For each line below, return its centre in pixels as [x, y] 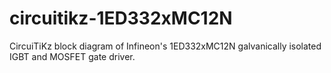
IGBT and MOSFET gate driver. [72, 56]
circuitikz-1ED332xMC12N [121, 18]
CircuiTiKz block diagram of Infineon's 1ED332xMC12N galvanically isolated [165, 46]
